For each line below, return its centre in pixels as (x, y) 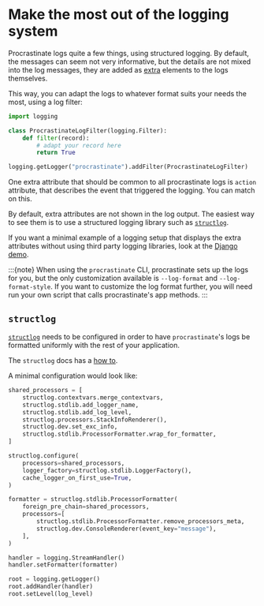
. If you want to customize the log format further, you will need (151, 286)
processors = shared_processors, (74, 463)
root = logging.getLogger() (54, 579)
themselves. (28, 78)
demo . (19, 255)
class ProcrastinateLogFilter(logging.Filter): (88, 131)
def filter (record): (56, 138)
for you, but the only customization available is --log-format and (113, 279)
